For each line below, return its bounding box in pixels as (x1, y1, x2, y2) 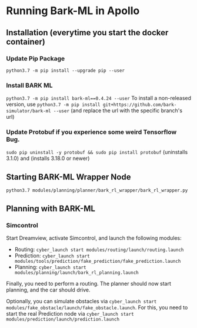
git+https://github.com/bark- (102, 102, 177, 108)
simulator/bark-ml (6, 108, 51, 114)
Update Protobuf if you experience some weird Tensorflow (6, 128, 177, 136)
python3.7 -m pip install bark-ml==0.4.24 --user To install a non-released (6, 95, 192, 102)
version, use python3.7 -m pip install (6, 101, 101, 108)
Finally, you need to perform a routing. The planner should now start (6, 280, 172, 287)
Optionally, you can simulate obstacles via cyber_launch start (6, 297, 157, 304)
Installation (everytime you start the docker (6, 28, 169, 38)
